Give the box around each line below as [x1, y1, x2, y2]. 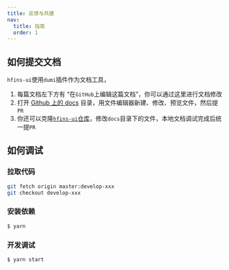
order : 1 [13, 29, 38, 36]
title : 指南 [13, 23, 46, 29]
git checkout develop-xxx [7, 189, 81, 196]
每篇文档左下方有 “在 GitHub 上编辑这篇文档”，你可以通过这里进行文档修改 [16, 90, 223, 98]
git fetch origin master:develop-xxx [7, 183, 115, 190]
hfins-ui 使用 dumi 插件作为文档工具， [7, 76, 110, 84]
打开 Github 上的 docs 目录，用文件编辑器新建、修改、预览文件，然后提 [16, 98, 219, 107]
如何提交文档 [7, 56, 62, 68]
